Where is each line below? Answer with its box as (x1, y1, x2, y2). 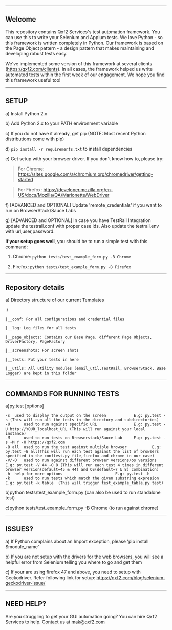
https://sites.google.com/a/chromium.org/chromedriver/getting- (17, 171, 153, 177)
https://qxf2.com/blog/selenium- (96, 575, 165, 581)
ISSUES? (5, 525, 34, 533)
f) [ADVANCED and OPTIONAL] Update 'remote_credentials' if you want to (5, 201, 162, 208)
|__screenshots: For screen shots (5, 348, 79, 354)
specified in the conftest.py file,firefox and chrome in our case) (5, 453, 155, 459)
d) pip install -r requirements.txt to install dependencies (5, 145, 133, 152)
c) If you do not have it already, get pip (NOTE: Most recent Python (5, 130, 146, 136)
